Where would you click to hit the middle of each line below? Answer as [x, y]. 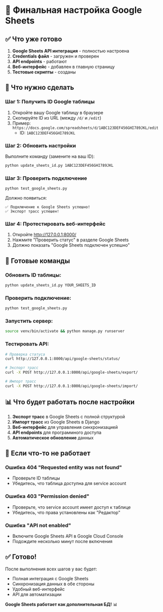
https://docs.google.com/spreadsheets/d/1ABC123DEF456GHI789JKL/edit [85, 128]
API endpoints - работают [40, 61]
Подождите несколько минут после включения [62, 541]
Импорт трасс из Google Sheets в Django [56, 422]
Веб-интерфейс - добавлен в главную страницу [63, 67]
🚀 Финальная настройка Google [74, 10]
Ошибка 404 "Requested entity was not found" [64, 467]
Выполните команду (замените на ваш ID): [50, 156]
